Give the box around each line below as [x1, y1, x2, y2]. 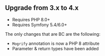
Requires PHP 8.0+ [12, 16, 50, 22]
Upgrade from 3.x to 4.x [5, 4, 79, 12]
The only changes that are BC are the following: [5, 31, 101, 37]
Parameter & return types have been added [12, 45, 99, 51]
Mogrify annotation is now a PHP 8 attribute [12, 41, 100, 46]
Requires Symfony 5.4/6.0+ [12, 22, 67, 28]
